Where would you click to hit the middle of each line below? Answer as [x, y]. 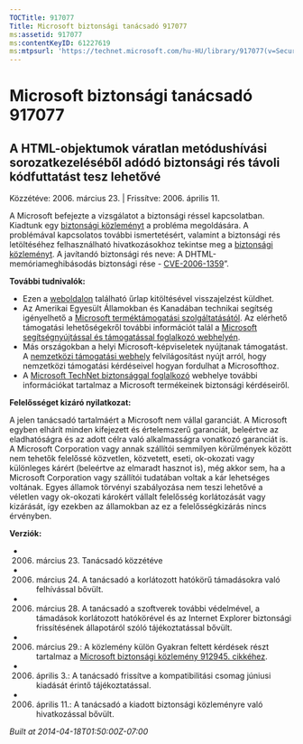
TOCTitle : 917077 [42, 18]
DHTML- [200, 255]
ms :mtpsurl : [32, 51]
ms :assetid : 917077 [46, 34]
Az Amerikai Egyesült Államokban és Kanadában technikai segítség [147, 309]
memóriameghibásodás [53, 264]
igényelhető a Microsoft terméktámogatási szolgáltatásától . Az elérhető [155, 318]
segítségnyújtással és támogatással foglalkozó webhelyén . [131, 337]
